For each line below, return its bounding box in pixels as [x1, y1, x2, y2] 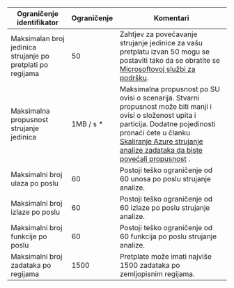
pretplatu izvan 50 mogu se [119, 47, 210, 56]
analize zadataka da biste [119, 146, 203, 155]
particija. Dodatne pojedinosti [119, 119, 216, 128]
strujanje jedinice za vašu [119, 38, 203, 47]
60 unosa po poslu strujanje [119, 174, 211, 183]
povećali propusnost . [119, 154, 191, 163]
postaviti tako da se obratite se [119, 56, 221, 65]
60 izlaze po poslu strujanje [119, 203, 210, 212]
